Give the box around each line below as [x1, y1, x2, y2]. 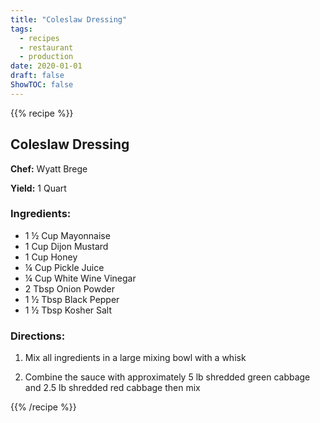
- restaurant [19, 42, 74, 53]
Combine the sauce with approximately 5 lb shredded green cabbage [24, 371, 311, 383]
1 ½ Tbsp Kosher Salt [24, 304, 113, 316]
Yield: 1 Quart [10, 182, 67, 194]
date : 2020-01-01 [10, 61, 83, 71]
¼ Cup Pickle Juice [24, 261, 105, 273]
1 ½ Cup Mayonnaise [24, 229, 111, 241]
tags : [10, 24, 33, 34]
